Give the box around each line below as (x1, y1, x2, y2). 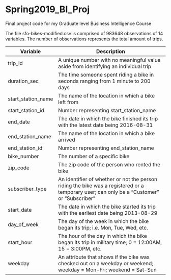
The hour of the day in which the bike (58, 232, 147, 239)
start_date (8, 206, 32, 213)
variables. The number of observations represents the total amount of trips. (5, 36, 163, 42)
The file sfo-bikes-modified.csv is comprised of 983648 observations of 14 (5, 30, 163, 36)
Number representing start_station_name (58, 107, 156, 114)
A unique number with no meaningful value (58, 56, 161, 63)
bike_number (8, 152, 39, 160)
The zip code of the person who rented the (58, 161, 161, 168)
